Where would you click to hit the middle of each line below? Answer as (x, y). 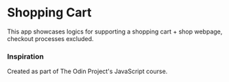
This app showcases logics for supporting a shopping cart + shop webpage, (115, 31)
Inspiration (26, 56)
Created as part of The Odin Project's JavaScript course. (87, 71)
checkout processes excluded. (50, 38)
